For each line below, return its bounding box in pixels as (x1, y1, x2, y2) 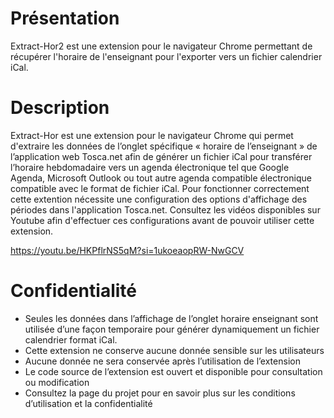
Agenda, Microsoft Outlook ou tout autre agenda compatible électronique (10, 172, 312, 184)
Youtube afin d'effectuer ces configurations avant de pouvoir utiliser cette (10, 214, 315, 226)
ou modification (24, 376, 90, 388)
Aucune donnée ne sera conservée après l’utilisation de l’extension (24, 355, 301, 367)
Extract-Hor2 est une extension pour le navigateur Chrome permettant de (10, 40, 313, 52)
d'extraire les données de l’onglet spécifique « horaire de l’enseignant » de (10, 140, 318, 152)
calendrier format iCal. (24, 333, 118, 346)
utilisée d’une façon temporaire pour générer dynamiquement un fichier (24, 323, 320, 335)
